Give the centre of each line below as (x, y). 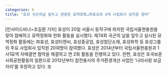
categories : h (20, 10)
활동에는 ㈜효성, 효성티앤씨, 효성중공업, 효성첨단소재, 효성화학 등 (81, 41)
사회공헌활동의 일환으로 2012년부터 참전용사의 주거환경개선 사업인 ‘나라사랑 (79, 60)
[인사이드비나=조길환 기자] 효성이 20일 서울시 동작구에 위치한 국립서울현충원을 (82, 29)
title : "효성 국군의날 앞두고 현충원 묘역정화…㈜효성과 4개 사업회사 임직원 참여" (78, 14)
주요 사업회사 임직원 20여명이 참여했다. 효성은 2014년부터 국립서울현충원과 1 (85, 48)
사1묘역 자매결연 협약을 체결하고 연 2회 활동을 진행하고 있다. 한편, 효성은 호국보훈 (84, 54)
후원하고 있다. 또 (36, 66)
